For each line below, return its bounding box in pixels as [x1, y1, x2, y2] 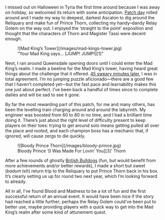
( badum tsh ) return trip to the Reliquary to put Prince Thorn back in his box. [5, 168, 159, 174]
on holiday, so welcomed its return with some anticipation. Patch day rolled [5, 9, 158, 15]
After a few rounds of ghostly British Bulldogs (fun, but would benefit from [5, 158, 156, 163]
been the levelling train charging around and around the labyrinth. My [5, 107, 146, 112]
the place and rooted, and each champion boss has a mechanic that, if [5, 128, 149, 133]
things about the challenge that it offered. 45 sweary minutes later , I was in [5, 71, 157, 76]
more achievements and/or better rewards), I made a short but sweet [5, 163, 146, 168]
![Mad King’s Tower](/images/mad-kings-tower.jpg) [17, 46, 122, 51]
